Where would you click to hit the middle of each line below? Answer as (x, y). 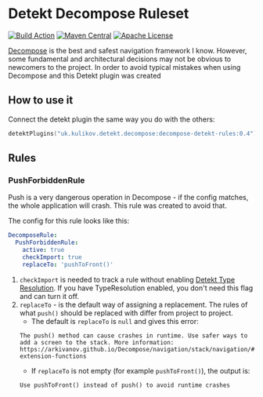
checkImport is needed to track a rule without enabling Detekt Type (127, 279)
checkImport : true (52, 257)
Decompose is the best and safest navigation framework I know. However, (128, 50)
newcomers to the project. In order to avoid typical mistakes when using (124, 67)
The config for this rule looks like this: (69, 221)
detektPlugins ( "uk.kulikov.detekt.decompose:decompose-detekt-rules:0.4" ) (133, 133)
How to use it (41, 100)
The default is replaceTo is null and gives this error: (115, 321)
